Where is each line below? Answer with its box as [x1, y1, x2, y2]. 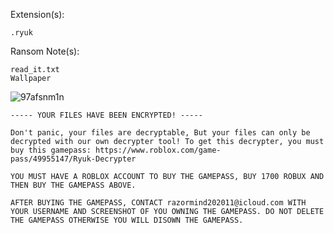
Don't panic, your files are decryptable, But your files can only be [10, 128, 311, 138]
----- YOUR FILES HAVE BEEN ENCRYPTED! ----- [10, 110, 203, 120]
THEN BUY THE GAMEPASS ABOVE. [10, 180, 137, 190]
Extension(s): [10, 9, 65, 20]
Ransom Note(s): [10, 45, 80, 57]
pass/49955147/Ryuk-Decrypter [10, 154, 137, 164]
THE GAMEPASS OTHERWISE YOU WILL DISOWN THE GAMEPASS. [10, 215, 244, 225]
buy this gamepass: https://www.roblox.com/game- [10, 145, 222, 155]
